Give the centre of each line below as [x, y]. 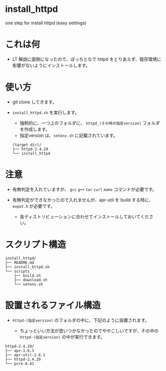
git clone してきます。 [34, 102]
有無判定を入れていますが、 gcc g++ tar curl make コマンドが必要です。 [84, 189]
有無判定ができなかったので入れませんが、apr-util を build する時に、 [83, 200]
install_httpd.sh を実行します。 [46, 112]
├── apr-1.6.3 [20, 351]
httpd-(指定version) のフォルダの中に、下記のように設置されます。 [81, 320]
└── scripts [17, 271]
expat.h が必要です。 [34, 206]
